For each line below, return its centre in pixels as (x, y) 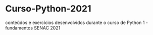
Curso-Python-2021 (48, 9)
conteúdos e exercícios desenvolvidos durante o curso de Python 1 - (76, 22)
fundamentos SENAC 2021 (33, 27)
